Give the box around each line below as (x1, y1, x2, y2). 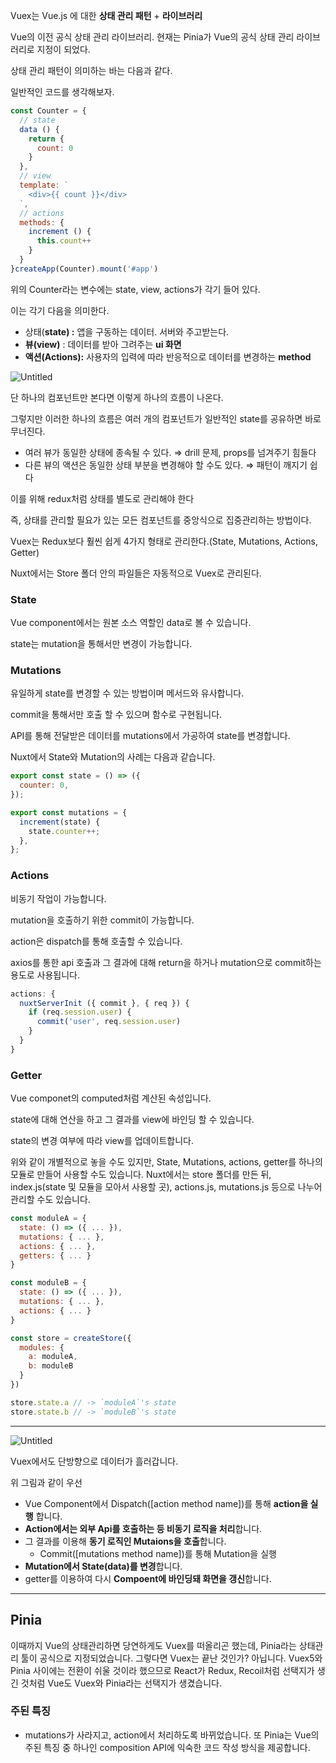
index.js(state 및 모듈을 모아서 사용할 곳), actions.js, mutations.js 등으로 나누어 (10, 1181, 323, 1193)
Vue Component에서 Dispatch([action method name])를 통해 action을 (24, 1497, 309, 1509)
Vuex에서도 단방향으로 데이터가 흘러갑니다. (10, 1455, 179, 1467)
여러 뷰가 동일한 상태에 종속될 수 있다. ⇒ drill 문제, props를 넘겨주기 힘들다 (24, 446, 317, 458)
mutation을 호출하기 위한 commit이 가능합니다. (10, 914, 195, 926)
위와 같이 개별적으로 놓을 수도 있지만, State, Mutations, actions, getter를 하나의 (10, 1156, 323, 1168)
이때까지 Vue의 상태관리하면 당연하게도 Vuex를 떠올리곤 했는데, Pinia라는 (10, 1639, 297, 1651)
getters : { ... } (19, 1250, 92, 1261)
